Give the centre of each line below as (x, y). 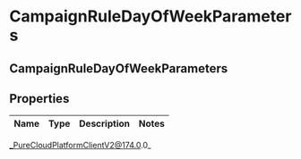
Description (104, 124)
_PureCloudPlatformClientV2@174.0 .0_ (80, 146)
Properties (39, 99)
